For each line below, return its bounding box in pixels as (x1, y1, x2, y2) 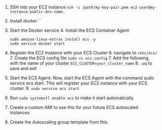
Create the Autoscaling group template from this (9, 119, 108, 125)
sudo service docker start (9, 41, 65, 46)
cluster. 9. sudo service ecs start (9, 85, 80, 91)
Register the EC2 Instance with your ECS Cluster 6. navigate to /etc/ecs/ (9, 50, 158, 55)
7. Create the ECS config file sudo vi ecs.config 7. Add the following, (9, 55, 150, 61)
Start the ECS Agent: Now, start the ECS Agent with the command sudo (9, 75, 154, 80)
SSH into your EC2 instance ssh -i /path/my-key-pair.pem (9, 4, 129, 10)
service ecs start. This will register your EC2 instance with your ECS (9, 80, 147, 86)
